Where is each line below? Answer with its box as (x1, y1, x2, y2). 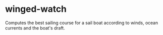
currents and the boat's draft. (5, 25, 65, 31)
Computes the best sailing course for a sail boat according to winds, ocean (5, 20, 159, 26)
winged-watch (5, 3, 67, 15)
